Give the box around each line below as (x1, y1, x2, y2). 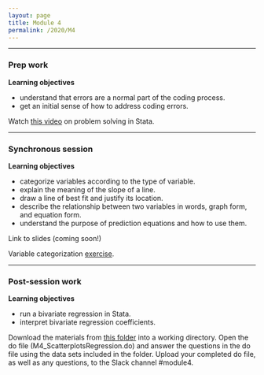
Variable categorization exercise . (8, 249, 115, 258)
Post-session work (8, 276, 82, 287)
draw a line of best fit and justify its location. (19, 193, 163, 202)
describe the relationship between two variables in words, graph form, (19, 202, 247, 211)
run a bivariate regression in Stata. (19, 309, 131, 319)
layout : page (8, 11, 51, 20)
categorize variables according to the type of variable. (19, 176, 196, 186)
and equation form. (19, 210, 82, 219)
